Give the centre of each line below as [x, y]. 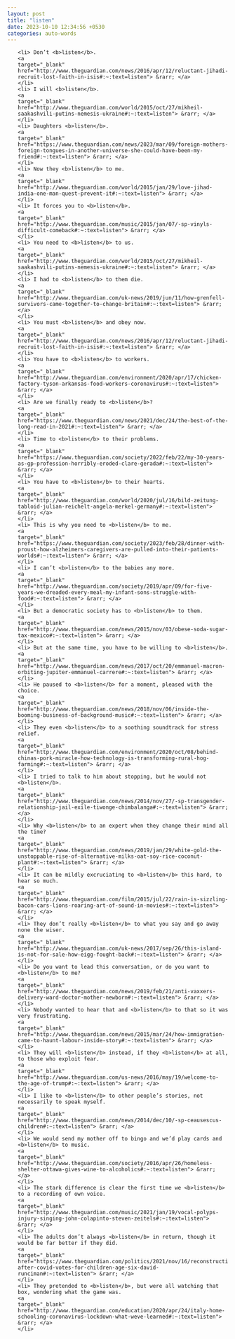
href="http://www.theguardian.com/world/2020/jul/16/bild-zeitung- [118, 501]
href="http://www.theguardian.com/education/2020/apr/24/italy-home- [121, 1311]
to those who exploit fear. [58, 1059]
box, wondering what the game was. [69, 1292]
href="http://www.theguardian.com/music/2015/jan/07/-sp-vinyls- [115, 224]
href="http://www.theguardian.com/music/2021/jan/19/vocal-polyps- [118, 1213]
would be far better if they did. [68, 1243]
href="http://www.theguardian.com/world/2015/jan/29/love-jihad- [115, 188]
